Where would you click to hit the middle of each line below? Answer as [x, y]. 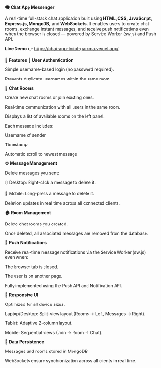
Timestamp [16, 144]
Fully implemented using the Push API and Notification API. [64, 285]
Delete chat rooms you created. [37, 224]
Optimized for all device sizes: [35, 304]
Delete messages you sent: [32, 173]
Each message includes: [29, 126]
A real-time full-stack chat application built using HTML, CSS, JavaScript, [79, 18]
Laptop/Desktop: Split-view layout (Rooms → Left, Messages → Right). [75, 314]
